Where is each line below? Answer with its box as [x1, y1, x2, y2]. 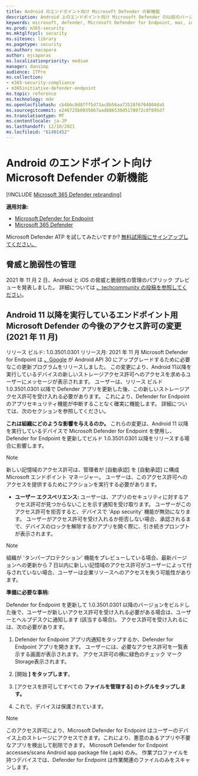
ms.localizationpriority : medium [6, 58, 88, 64]
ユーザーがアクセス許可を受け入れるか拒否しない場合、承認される [26, 516, 186, 523]
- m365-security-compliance [6, 80, 75, 86]
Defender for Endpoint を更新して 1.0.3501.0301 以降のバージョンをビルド [6, 602, 185, 609]
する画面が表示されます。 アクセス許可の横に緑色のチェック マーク [19, 650, 183, 658]
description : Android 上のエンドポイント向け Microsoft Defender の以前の [6, 14, 180, 20]
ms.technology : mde [6, 96, 54, 102]
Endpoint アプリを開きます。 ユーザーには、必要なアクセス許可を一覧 [14, 643, 183, 650]
